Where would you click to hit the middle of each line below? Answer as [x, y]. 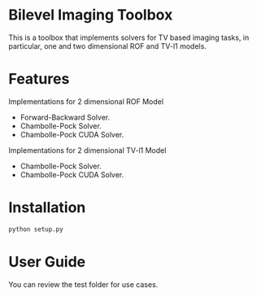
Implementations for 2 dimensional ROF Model [86, 101]
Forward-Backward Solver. [65, 117]
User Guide [47, 261]
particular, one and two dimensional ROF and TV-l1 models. [108, 46]
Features [39, 79]
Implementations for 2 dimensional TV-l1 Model [87, 150]
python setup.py [36, 229]
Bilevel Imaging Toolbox [91, 15]
